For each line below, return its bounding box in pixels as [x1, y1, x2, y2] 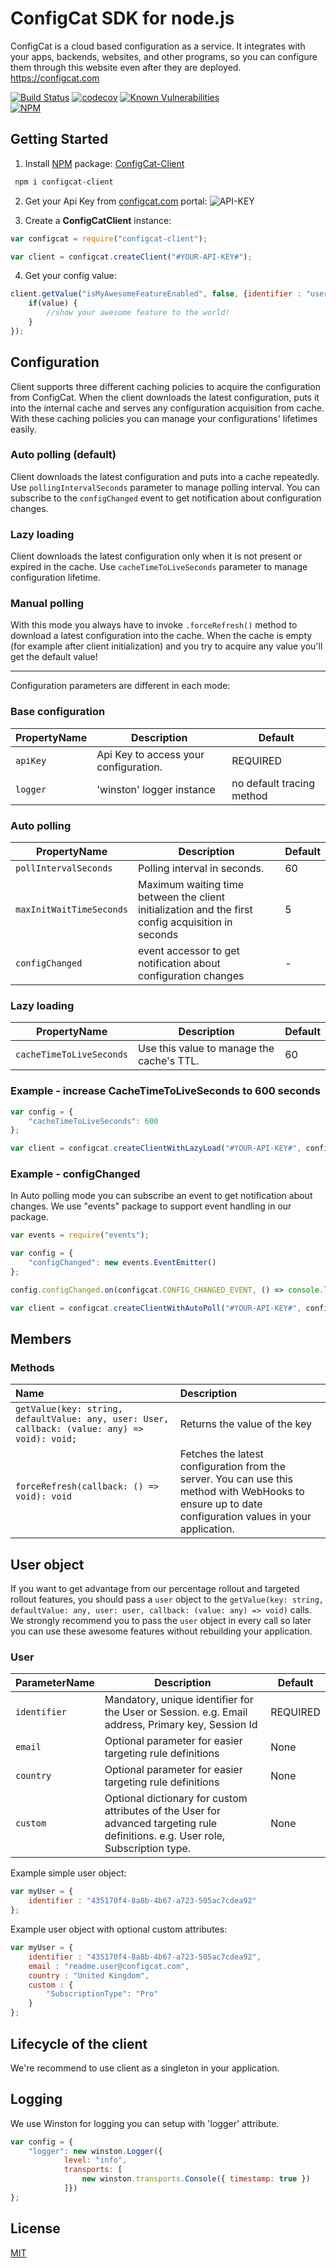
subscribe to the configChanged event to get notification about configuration [10, 492, 322, 504]
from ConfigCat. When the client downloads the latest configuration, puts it [10, 391, 320, 403]
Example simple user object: [10, 1867, 127, 1879]
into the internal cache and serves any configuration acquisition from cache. [10, 402, 325, 414]
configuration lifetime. [10, 572, 101, 584]
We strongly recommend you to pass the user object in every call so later [10, 1615, 312, 1627]
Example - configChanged [10, 1167, 141, 1181]
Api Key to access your [96, 747, 205, 761]
